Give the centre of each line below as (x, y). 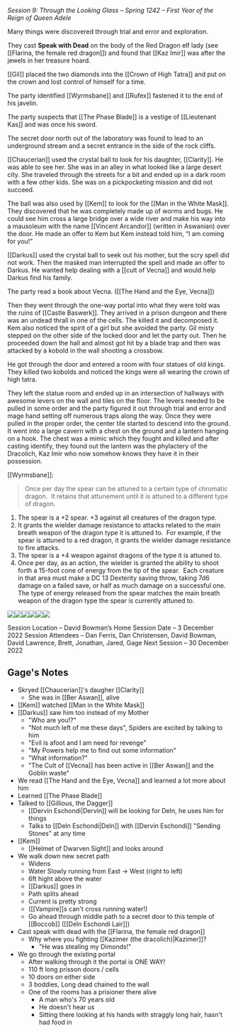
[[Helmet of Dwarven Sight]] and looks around (96, 848)
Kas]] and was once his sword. (52, 124)
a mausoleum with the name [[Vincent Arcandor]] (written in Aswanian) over (119, 226)
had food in (55, 1022)
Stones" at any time (57, 833)
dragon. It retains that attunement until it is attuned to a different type (126, 496)
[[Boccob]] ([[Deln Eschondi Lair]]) (79, 924)
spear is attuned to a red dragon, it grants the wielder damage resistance (124, 540)
